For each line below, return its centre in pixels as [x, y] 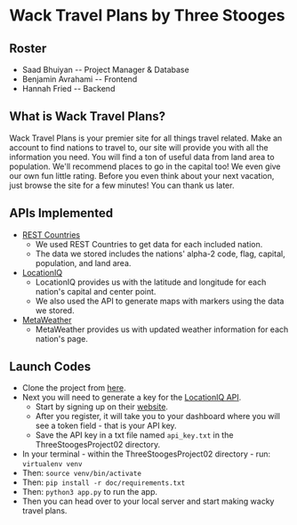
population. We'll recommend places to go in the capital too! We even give [145, 166]
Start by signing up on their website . [102, 407]
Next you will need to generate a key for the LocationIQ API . [132, 398]
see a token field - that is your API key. [106, 426]
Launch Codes [50, 367]
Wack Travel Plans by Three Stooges [148, 16]
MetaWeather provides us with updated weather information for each [162, 329]
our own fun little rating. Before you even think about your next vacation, [142, 175]
